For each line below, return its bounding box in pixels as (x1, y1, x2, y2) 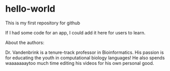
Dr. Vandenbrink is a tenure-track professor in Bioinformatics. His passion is (5, 49, 164, 55)
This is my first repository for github (5, 20, 80, 26)
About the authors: (5, 39, 45, 46)
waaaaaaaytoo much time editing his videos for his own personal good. (5, 60, 154, 66)
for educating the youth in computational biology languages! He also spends (5, 54, 165, 61)
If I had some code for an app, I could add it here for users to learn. (5, 29, 146, 35)
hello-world (5, 3, 56, 15)
